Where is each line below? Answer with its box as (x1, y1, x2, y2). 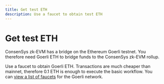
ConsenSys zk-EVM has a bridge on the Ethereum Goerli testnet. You (5, 49, 146, 55)
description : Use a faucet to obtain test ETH (5, 12, 103, 17)
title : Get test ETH (5, 7, 48, 12)
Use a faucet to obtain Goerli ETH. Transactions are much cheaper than (5, 63, 151, 69)
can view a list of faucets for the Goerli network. (5, 74, 103, 80)
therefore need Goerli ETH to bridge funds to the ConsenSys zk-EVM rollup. (5, 54, 160, 60)
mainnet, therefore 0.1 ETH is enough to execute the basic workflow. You (5, 69, 153, 75)
